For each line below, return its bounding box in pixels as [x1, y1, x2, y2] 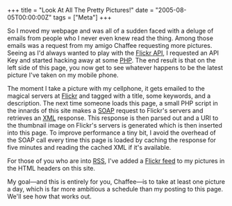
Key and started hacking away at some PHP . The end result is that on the [7, 56, 216, 65]
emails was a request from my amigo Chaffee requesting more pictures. [7, 42, 213, 49]
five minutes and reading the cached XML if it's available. [7, 144, 172, 151]
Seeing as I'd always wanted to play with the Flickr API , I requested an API [7, 49, 219, 57]
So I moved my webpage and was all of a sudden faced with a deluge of [7, 27, 214, 35]
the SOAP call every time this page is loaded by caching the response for [7, 136, 217, 144]
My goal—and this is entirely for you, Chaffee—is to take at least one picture [7, 178, 226, 186]
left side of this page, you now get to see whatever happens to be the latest [7, 64, 224, 71]
